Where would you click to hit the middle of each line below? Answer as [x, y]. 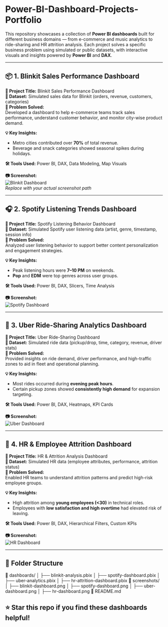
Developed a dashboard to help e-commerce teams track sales [70, 112]
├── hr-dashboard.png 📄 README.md [81, 591]
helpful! [17, 618]
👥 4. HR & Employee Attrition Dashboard [68, 444]
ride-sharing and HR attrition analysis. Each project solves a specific [75, 44]
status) [12, 467]
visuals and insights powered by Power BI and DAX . [59, 55]
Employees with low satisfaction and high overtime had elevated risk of [87, 508]
